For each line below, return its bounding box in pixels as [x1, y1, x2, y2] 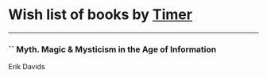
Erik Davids [8, 62, 45, 72]
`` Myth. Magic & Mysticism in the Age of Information [8, 44, 217, 55]
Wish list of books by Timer [8, 6, 193, 24]
